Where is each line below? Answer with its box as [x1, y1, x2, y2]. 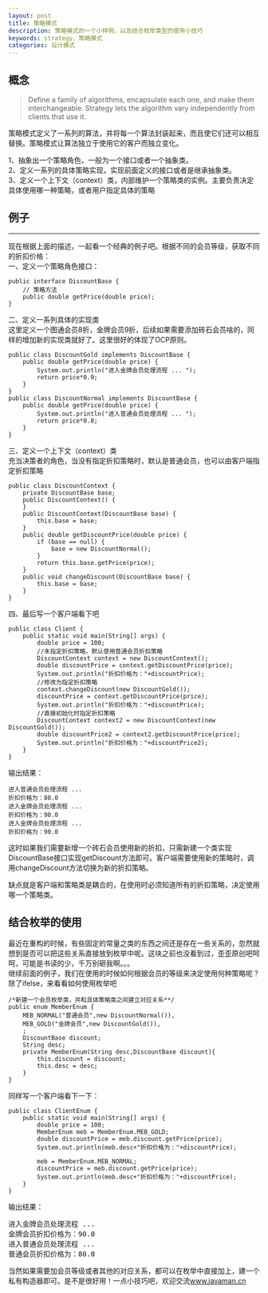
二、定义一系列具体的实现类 [8, 314, 100, 324]
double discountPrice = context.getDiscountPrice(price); [37, 661, 234, 669]
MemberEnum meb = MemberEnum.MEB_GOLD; [37, 1127, 170, 1136]
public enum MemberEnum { [8, 1003, 94, 1011]
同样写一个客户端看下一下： [8, 1091, 100, 1100]
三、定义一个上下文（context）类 [8, 446, 117, 455]
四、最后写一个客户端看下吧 [8, 609, 100, 618]
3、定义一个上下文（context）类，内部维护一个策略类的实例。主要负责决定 [8, 175, 254, 185]
